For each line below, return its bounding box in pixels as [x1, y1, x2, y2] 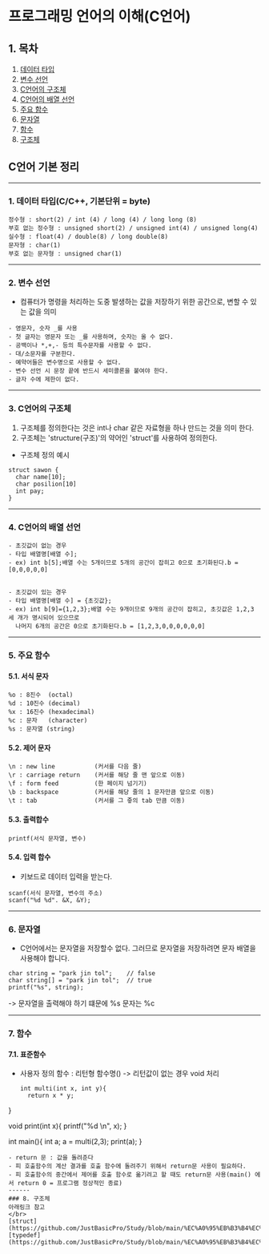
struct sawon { [8, 466, 59, 474]
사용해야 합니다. [19, 954, 70, 963]
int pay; [15, 486, 45, 495]
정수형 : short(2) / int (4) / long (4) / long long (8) [8, 216, 198, 224]
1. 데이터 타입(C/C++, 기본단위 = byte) [8, 196, 151, 207]
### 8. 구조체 [8, 1195, 50, 1203]
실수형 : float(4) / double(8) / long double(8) [8, 233, 169, 241]
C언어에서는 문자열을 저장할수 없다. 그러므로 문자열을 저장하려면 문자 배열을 [19, 943, 256, 954]
